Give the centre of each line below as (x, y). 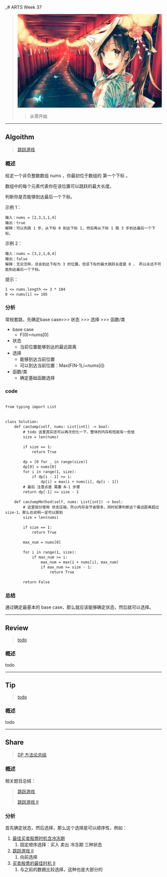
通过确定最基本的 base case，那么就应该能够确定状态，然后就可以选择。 (80, 607)
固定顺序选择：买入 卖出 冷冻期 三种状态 (61, 845)
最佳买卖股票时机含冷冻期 (39, 838)
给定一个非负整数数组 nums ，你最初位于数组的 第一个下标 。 (68, 175)
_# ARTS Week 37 (24, 7)
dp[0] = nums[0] (40, 467)
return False (37, 582)
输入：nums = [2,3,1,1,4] (31, 218)
